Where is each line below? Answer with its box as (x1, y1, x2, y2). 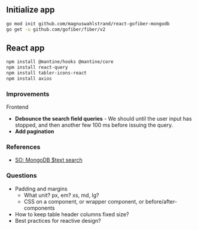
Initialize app (6, 5, 55, 15)
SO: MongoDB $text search (14, 156, 83, 164)
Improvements (6, 89, 50, 98)
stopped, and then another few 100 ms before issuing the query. (14, 121, 173, 129)
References (6, 143, 41, 151)
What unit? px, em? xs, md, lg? (23, 192, 99, 199)
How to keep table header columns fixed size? (14, 210, 129, 218)
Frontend (6, 103, 29, 110)
